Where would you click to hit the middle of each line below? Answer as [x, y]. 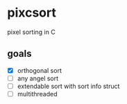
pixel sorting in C [31, 32]
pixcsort [32, 13]
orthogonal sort [40, 70]
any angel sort [38, 78]
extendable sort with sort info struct [68, 86]
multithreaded [37, 94]
